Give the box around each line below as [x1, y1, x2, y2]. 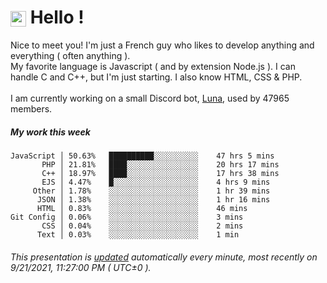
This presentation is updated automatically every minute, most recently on [10, 251, 318, 263]
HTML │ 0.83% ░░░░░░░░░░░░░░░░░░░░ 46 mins [36, 203, 248, 213]
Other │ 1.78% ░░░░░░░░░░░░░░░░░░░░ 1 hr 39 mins [32, 186, 271, 196]
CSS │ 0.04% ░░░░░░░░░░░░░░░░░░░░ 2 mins [41, 221, 244, 231]
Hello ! [29, 6, 85, 29]
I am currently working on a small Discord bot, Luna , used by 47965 [10, 92, 290, 104]
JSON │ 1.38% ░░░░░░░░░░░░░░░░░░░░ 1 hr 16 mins [36, 194, 271, 205]
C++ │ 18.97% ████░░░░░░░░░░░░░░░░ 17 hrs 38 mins [41, 168, 280, 178]
